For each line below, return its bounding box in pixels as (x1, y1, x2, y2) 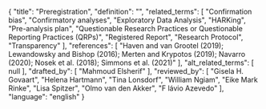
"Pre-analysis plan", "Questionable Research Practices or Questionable (8, 24, 243, 33)
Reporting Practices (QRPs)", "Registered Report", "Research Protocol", (8, 32, 244, 42)
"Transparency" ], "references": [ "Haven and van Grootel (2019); (8, 41, 224, 50)
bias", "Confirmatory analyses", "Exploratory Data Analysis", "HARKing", (8, 15, 247, 25)
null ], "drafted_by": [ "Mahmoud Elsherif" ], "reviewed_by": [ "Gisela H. (8, 67, 244, 75)
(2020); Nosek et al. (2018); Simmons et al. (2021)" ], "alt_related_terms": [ (8, 58, 255, 67)
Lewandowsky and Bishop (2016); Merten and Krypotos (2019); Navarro (8, 50, 246, 59)
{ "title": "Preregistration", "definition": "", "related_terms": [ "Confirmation (8, 7, 252, 16)
